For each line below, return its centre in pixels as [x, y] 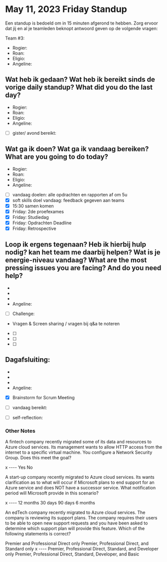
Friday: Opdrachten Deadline [42, 223]
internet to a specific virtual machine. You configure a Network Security [79, 452]
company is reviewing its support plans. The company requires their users [81, 518]
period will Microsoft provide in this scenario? [52, 493]
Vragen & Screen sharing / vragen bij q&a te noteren [66, 324]
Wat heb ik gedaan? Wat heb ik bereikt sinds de [80, 79]
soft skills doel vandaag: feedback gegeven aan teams [68, 200]
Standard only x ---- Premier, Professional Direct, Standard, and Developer [82, 549]
